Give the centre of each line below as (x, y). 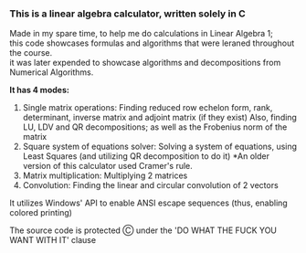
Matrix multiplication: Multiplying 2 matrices (105, 175)
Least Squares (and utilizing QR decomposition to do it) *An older (146, 156)
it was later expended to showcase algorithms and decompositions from (145, 63)
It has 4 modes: (40, 90)
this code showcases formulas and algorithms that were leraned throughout (152, 43)
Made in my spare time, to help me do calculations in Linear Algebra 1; (142, 34)
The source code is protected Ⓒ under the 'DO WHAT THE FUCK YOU (143, 230)
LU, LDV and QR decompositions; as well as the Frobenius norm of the (155, 127)
